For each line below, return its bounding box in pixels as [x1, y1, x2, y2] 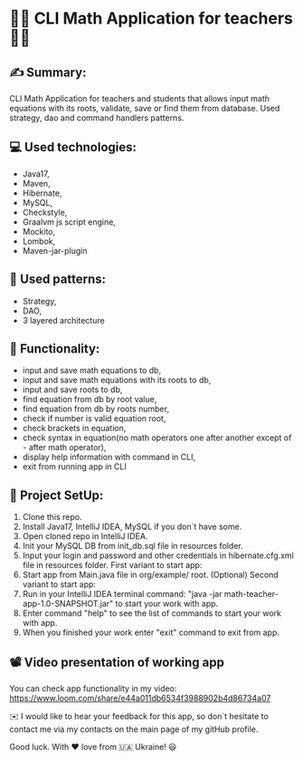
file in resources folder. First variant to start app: [22, 560, 203, 571]
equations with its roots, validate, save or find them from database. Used [9, 103, 280, 113]
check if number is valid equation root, [22, 413, 166, 424]
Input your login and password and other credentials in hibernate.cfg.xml [22, 550, 294, 561]
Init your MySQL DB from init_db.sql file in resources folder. [22, 541, 244, 552]
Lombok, [22, 236, 56, 246]
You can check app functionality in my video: [9, 683, 177, 694]
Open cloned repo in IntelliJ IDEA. [22, 531, 148, 542]
